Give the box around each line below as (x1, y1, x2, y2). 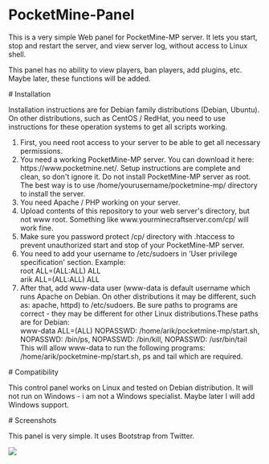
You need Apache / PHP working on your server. (19, 197, 181, 207)
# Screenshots (8, 415, 57, 425)
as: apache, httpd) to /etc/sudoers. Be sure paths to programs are (19, 300, 238, 309)
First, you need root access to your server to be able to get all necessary (19, 137, 261, 147)
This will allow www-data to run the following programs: (19, 342, 206, 352)
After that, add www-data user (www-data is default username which (19, 283, 251, 292)
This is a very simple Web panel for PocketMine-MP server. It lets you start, (8, 32, 259, 42)
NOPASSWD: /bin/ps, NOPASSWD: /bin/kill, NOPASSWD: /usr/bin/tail (19, 334, 247, 344)
